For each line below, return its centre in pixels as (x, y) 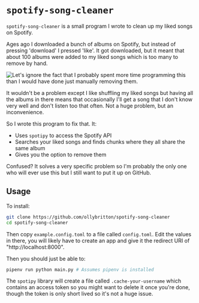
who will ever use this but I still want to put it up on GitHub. (79, 173)
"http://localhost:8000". (35, 247)
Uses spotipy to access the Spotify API (63, 135)
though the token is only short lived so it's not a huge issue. (80, 294)
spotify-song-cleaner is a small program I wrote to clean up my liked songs (99, 26)
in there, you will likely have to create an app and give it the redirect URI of (98, 240)
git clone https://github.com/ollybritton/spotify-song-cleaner (88, 217)
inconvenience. (25, 112)
